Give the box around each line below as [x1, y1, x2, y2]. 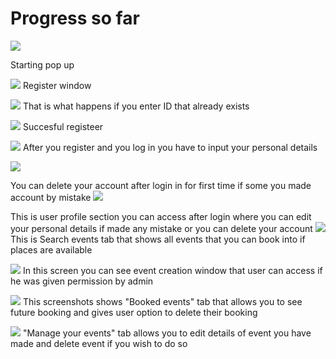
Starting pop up [10, 58, 75, 71]
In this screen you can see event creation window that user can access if [22, 264, 323, 276]
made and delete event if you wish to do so [10, 337, 188, 349]
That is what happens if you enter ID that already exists [22, 100, 250, 112]
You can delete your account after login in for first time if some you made [10, 179, 312, 191]
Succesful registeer [22, 120, 104, 132]
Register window [22, 79, 92, 91]
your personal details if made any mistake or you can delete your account [10, 222, 313, 234]
